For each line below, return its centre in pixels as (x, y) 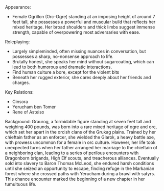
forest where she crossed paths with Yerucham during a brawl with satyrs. (80, 174)
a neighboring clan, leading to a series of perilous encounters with (72, 153)
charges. (21, 82)
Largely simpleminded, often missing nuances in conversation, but (79, 51)
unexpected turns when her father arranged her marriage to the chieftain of (81, 148)
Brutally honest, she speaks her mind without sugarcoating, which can (83, 62)
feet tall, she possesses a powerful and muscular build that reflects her (84, 22)
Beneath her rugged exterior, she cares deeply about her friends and (82, 77)
